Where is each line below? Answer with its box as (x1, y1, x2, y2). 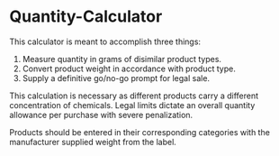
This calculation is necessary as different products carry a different (9, 90, 259, 101)
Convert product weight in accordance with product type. (22, 63, 236, 74)
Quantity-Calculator (9, 6, 163, 27)
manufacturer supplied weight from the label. (9, 136, 177, 147)
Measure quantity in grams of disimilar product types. (22, 53, 222, 64)
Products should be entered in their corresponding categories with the (9, 126, 270, 137)
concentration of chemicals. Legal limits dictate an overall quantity (9, 99, 256, 110)
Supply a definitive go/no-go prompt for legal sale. (22, 72, 210, 83)
